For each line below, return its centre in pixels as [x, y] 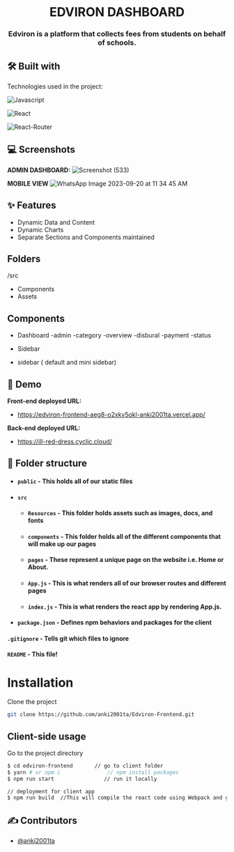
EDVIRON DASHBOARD [117, 12]
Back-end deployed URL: [44, 428]
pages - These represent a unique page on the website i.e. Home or [126, 560]
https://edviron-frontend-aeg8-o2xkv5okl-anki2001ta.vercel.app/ [111, 414]
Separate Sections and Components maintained [86, 237]
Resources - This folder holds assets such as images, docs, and [120, 513]
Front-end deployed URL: [45, 401]
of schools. [117, 43]
